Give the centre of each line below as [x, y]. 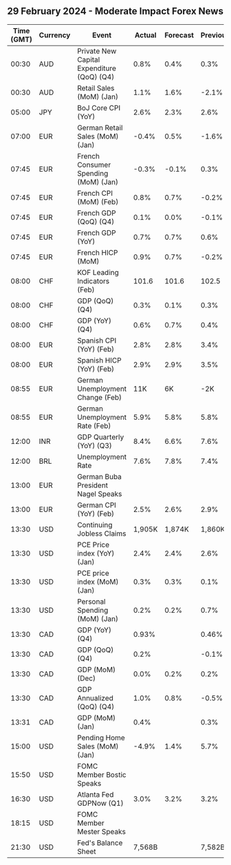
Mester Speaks [101, 831]
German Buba [99, 476]
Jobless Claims [101, 533]
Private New [97, 51]
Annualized [95, 698]
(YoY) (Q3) [94, 445]
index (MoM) [98, 582]
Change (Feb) [99, 397]
